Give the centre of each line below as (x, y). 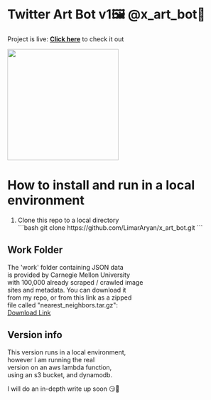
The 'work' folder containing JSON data (66, 267)
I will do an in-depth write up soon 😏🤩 (64, 389)
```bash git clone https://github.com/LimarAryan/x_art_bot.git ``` (110, 227)
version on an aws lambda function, (60, 367)
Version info (35, 335)
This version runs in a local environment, (67, 352)
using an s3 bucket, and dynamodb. (60, 374)
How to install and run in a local (101, 185)
